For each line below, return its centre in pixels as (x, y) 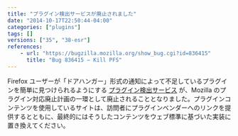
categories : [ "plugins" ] (44, 27)
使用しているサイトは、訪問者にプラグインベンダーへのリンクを (131, 108)
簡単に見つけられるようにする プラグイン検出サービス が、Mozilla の (120, 90)
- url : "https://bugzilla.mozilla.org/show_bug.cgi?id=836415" (116, 54)
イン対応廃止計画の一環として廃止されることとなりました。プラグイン (122, 98)
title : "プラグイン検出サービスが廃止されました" (72, 14)
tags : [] (20, 34)
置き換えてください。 (38, 125)
